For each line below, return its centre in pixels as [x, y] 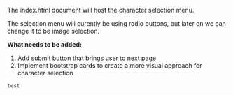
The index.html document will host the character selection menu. [101, 10]
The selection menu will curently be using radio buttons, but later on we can [116, 23]
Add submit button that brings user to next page [86, 58]
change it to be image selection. [54, 31]
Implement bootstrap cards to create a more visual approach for [110, 65]
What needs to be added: [45, 44]
